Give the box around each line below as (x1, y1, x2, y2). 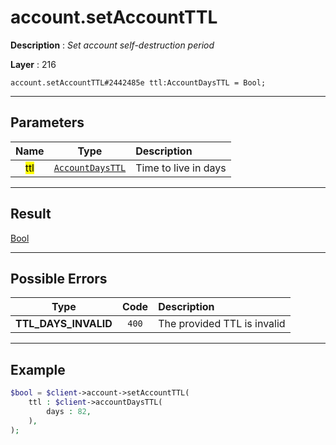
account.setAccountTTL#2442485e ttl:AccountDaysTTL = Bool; (10, 77, 267, 88)
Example (10, 361, 66, 378)
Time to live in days (135, 161, 227, 175)
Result (10, 206, 52, 223)
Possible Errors (10, 270, 108, 287)
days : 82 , (46, 406, 92, 416)
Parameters (10, 114, 85, 131)
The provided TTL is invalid (158, 317, 286, 331)
